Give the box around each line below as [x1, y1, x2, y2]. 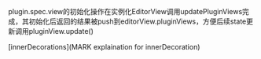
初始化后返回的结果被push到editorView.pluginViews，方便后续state [28, 17, 247, 26]
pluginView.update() [28, 27, 94, 35]
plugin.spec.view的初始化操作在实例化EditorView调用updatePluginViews [8, 7, 243, 16]
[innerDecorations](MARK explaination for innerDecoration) [8, 42, 200, 51]
